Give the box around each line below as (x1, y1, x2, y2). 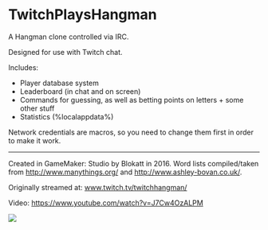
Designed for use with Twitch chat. (8, 47, 123, 57)
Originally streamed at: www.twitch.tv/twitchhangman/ (8, 182, 187, 192)
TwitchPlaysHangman (8, 6, 157, 24)
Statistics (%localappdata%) (19, 111, 114, 121)
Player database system (19, 78, 100, 88)
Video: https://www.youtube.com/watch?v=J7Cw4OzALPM (8, 197, 203, 208)
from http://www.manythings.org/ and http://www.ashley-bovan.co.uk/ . (8, 167, 242, 177)
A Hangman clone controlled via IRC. (8, 32, 129, 41)
